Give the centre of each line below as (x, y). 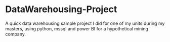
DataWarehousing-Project (61, 9)
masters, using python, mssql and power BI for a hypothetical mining (77, 28)
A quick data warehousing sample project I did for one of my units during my (85, 23)
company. (16, 34)
